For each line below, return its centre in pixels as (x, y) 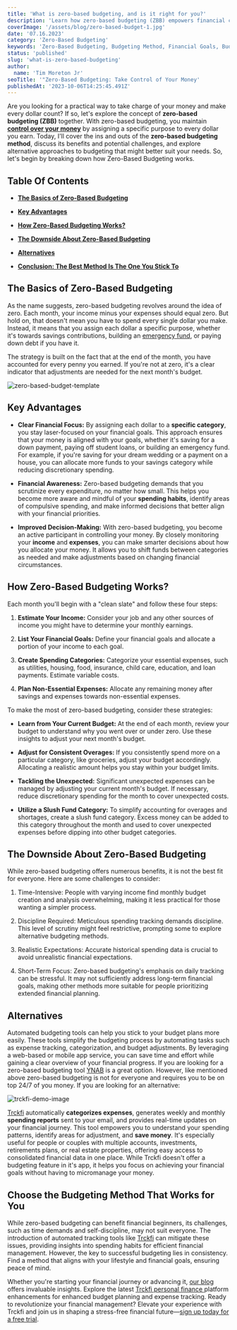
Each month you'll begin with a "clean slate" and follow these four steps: (113, 604)
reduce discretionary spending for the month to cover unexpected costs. (123, 796)
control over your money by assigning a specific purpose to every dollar (113, 129)
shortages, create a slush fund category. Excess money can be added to (123, 817)
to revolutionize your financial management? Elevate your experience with (115, 1304)
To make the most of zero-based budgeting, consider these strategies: (110, 710)
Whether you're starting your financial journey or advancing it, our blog (110, 1281)
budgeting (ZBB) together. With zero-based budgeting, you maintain (107, 121)
